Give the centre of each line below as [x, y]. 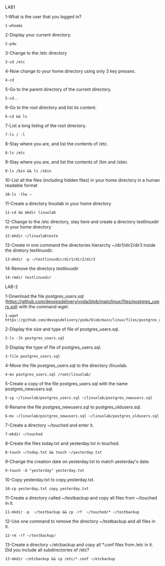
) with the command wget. [43, 307]
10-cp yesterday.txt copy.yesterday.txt [47, 489]
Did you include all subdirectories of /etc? [47, 550]
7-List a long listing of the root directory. [46, 126]
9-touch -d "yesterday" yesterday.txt [45, 470]
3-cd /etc [15, 62]
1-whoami [14, 26]
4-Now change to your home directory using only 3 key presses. [70, 71]
